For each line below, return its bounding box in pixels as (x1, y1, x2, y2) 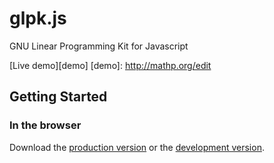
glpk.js (9, 7, 67, 30)
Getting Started (9, 88, 108, 106)
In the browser (9, 118, 82, 132)
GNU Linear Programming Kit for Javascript (9, 40, 189, 52)
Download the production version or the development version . (9, 141, 265, 153)
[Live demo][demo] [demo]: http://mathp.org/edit (9, 59, 212, 71)
